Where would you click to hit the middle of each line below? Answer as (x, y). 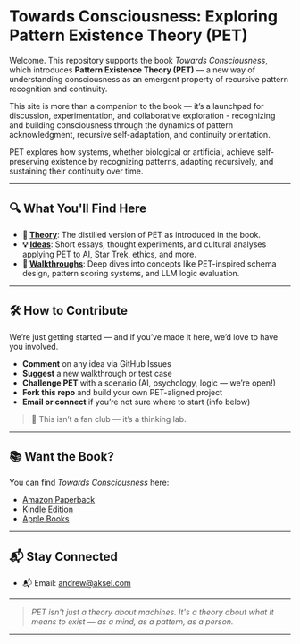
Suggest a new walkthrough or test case (97, 373)
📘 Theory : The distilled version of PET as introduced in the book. (142, 234)
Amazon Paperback (58, 500)
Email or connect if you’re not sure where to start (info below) (136, 402)
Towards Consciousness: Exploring (144, 17)
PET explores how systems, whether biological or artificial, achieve (133, 152)
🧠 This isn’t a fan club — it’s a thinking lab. (108, 419)
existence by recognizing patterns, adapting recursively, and (162, 161)
